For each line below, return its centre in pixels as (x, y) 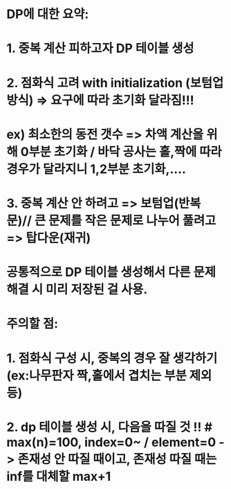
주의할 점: (33, 324)
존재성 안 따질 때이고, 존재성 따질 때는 (117, 459)
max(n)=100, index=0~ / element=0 (111, 442)
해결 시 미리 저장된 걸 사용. (77, 290)
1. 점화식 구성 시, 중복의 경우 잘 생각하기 (112, 358)
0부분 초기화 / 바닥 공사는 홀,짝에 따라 (121, 151)
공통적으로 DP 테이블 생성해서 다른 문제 (111, 273)
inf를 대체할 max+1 (59, 476)
